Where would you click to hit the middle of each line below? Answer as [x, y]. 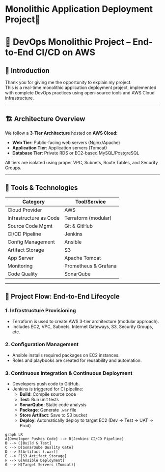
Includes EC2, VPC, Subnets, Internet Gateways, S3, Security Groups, [82, 326]
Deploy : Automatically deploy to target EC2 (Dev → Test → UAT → [86, 420]
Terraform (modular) [88, 218]
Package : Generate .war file [48, 410]
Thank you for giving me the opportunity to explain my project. [68, 83]
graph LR [14, 435]
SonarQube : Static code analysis [53, 405]
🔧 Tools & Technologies [41, 188]
